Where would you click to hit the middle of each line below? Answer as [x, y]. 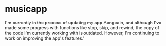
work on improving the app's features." [45, 38]
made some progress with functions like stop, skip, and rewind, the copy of [82, 27]
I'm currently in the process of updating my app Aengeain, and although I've [83, 23]
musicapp [26, 9]
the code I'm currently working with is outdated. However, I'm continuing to [82, 33]
